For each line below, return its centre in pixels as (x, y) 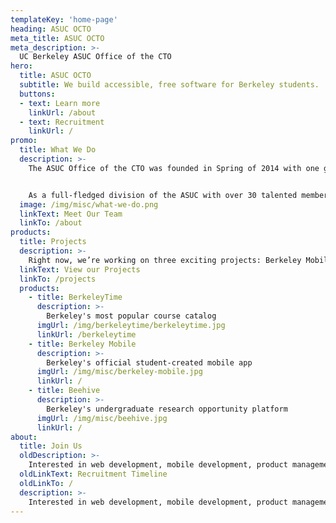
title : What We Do (58, 150)
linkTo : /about (51, 223)
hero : (21, 66)
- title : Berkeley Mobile (82, 344)
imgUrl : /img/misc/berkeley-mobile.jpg (119, 372)
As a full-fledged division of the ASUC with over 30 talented (163, 195)
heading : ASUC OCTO (51, 29)
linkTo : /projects (58, 279)
